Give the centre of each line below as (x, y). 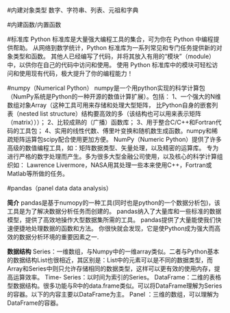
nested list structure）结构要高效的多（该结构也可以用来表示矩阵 (110, 114)
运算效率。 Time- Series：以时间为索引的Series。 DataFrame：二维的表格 (117, 277)
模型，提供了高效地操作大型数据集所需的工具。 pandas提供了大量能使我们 (111, 220)
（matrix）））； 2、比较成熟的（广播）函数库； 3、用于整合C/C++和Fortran (111, 122)
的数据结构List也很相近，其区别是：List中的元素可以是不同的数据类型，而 (110, 260)
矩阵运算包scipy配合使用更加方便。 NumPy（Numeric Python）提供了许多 (117, 139)
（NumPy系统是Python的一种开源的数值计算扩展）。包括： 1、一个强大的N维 (114, 97)
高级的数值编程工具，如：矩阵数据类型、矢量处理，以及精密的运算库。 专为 (113, 148)
